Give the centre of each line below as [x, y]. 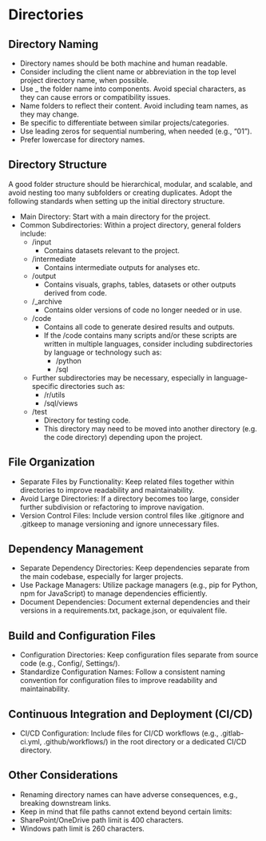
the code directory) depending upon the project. [123, 437]
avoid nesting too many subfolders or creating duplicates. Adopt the [120, 192]
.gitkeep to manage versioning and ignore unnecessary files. [119, 524]
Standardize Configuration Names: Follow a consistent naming [122, 672]
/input [42, 242]
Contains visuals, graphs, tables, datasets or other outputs [140, 284]
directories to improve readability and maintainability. [107, 490]
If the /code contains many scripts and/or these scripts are [140, 335]
